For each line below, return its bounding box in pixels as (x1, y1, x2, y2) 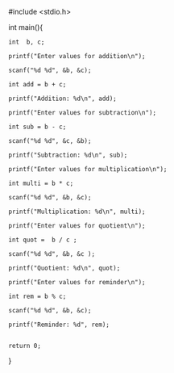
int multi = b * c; (8, 179, 74, 187)
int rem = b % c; (8, 292, 67, 300)
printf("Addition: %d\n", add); (8, 94, 117, 103)
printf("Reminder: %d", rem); (8, 321, 110, 329)
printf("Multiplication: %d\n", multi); (8, 207, 147, 216)
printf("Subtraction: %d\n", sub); (8, 151, 128, 159)
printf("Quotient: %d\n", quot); (8, 264, 121, 272)
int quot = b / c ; (8, 236, 78, 244)
